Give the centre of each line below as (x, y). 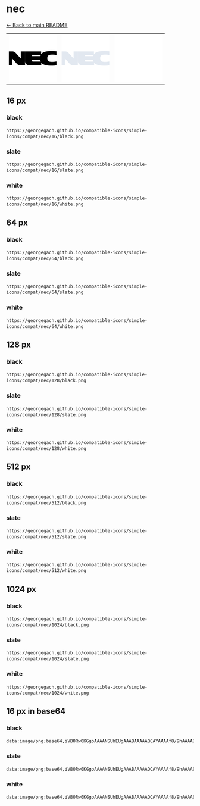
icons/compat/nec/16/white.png (45, 204)
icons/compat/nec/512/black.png (46, 503)
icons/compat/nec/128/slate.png (46, 415)
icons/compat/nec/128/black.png (46, 381)
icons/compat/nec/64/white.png (45, 326)
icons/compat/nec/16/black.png (45, 136)
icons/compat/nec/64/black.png (45, 259)
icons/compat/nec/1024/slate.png (48, 659)
